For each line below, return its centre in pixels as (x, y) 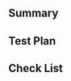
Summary (33, 13)
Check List (35, 68)
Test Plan (32, 41)
